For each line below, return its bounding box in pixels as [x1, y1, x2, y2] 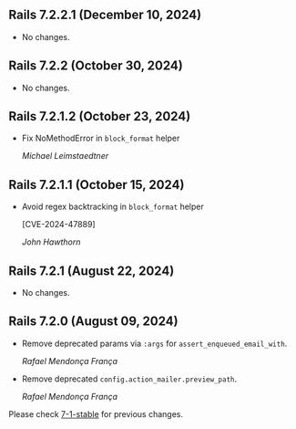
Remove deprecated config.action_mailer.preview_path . [21, 373, 238, 384]
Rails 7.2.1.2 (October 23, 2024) [8, 109, 191, 124]
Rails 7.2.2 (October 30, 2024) [8, 58, 183, 74]
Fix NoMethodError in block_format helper [21, 132, 180, 144]
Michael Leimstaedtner [21, 151, 109, 162]
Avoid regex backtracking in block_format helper [21, 201, 204, 213]
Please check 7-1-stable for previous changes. [8, 408, 184, 419]
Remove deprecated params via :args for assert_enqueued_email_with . [21, 338, 288, 349]
